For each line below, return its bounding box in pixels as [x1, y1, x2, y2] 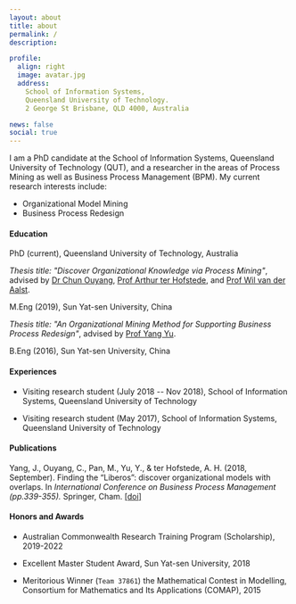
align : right [17, 62, 66, 71]
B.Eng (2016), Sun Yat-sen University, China [9, 345, 171, 357]
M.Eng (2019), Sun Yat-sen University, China [9, 302, 173, 312]
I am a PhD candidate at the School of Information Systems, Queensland [9, 153, 275, 163]
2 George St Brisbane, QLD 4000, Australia [25, 103, 190, 112]
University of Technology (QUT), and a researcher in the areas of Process [9, 162, 281, 173]
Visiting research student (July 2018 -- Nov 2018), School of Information [21, 385, 288, 397]
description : [9, 37, 58, 47]
